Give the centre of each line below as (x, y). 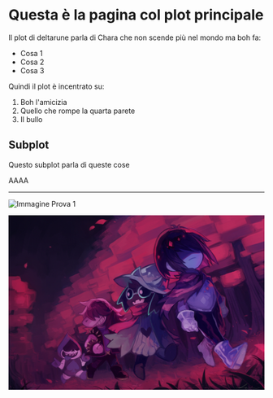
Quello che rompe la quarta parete (78, 111)
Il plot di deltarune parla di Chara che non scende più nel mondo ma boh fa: (135, 37)
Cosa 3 (32, 70)
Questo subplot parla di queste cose (69, 164)
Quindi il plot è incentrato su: (56, 86)
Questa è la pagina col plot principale (136, 15)
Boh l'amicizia (43, 102)
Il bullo (31, 119)
